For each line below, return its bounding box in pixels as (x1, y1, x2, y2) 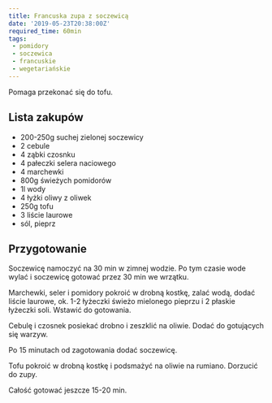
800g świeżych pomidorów (19, 175, 112, 185)
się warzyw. (8, 330, 49, 340)
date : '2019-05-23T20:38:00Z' (8, 19, 111, 28)
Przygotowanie (8, 241, 87, 256)
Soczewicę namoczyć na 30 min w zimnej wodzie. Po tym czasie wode (8, 263, 246, 273)
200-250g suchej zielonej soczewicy (19, 132, 144, 142)
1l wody (19, 184, 46, 193)
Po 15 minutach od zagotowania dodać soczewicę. (8, 345, 178, 355)
